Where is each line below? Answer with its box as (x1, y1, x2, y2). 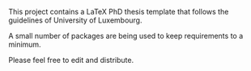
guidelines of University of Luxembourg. (8, 15, 143, 25)
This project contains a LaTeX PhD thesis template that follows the (8, 7, 229, 16)
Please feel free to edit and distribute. (8, 56, 134, 65)
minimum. (8, 40, 42, 49)
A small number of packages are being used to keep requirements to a (8, 31, 244, 40)
